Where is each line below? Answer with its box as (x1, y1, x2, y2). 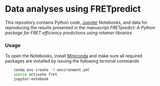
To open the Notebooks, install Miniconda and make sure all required (5, 53, 143, 59)
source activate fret (14, 72, 57, 77)
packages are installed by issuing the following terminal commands (5, 58, 139, 64)
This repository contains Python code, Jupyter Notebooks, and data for (5, 19, 148, 25)
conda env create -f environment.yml (14, 68, 90, 72)
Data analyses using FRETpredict (5, 3, 141, 15)
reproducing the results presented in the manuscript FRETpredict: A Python (5, 24, 156, 30)
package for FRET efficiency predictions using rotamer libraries (5, 30, 132, 35)
